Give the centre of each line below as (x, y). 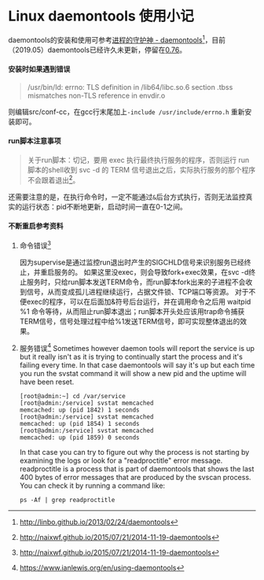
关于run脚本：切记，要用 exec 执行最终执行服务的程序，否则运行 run (138, 160)
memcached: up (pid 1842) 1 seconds (79, 410)
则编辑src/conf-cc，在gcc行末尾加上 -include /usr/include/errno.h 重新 (126, 112)
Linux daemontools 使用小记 (101, 16)
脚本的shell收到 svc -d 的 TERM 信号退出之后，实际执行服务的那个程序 (141, 170)
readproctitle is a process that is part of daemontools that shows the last (137, 469)
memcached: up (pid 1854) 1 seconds (79, 424)
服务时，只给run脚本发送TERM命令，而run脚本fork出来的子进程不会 (136, 282)
